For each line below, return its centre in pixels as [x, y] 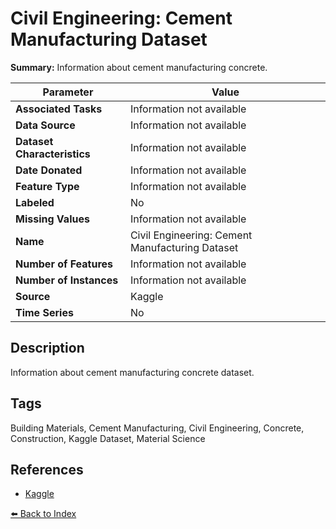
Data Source [45, 125]
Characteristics [53, 154]
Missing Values [52, 219]
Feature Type [47, 186]
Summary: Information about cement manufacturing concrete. [139, 67]
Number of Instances [67, 280]
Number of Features [64, 264]
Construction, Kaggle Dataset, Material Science [108, 438]
